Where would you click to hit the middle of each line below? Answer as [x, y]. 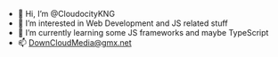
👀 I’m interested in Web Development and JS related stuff [123, 23]
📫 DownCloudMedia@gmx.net [74, 43]
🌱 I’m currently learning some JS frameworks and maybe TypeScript [143, 33]
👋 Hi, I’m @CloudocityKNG [66, 14]
